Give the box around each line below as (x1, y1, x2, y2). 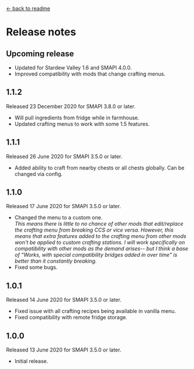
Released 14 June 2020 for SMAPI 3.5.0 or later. (6, 296, 122, 304)
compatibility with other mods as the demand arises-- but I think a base (14, 245, 189, 252)
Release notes (6, 26, 77, 39)
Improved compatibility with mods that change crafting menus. (14, 70, 165, 77)
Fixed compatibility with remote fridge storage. (14, 314, 127, 321)
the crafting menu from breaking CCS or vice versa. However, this (14, 226, 174, 233)
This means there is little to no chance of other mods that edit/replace (14, 220, 184, 227)
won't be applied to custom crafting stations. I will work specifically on (14, 239, 185, 246)
